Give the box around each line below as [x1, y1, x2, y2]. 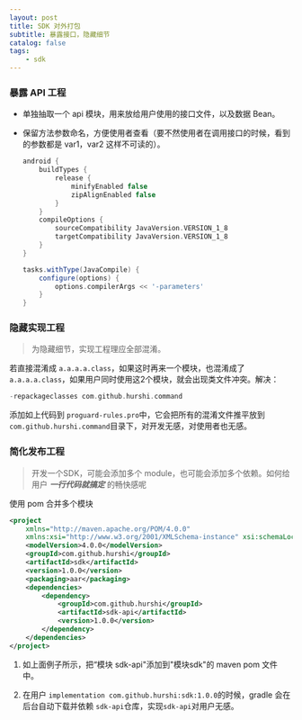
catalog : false [9, 38, 67, 48]
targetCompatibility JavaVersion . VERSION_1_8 [55, 232, 228, 241]
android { [22, 157, 60, 166]
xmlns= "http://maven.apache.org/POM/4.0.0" [25, 524, 191, 534]
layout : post [9, 13, 58, 22]
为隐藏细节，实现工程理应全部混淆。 [31, 344, 166, 355]
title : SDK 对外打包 [9, 22, 81, 31]
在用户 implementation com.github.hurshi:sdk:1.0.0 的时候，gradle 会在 [22, 689, 291, 700]
